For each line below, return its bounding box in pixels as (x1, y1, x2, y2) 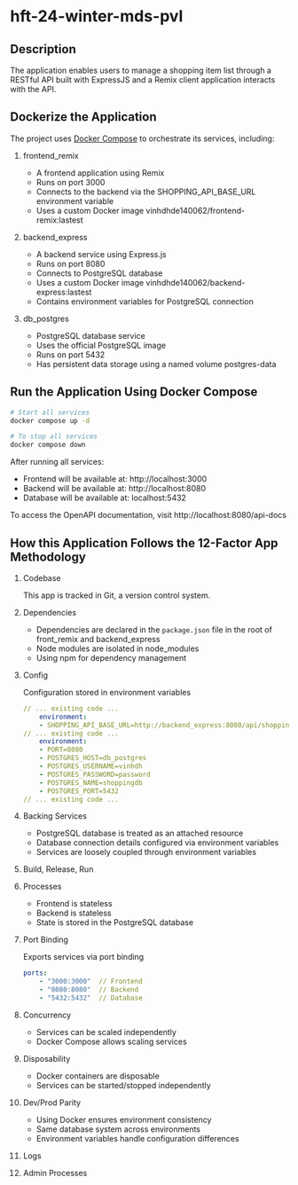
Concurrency (22, 1009, 72, 1020)
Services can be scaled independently (35, 1026, 176, 1037)
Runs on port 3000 (35, 177, 106, 187)
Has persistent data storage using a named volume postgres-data (35, 358, 277, 369)
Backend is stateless (35, 907, 112, 919)
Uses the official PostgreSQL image (35, 340, 167, 350)
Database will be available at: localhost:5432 (22, 492, 187, 503)
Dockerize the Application (10, 109, 157, 125)
